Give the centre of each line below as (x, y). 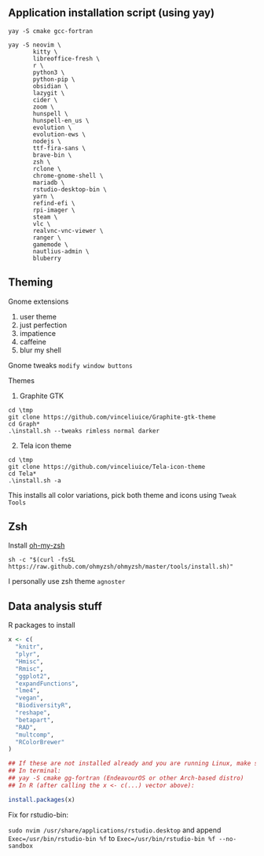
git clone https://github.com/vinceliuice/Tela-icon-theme (107, 467)
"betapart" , (35, 720)
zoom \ (44, 107)
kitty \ (45, 52)
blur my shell (40, 350)
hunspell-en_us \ (61, 120)
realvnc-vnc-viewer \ (68, 231)
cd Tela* (22, 474)
